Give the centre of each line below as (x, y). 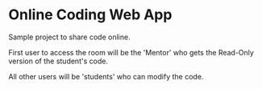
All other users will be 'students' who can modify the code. (106, 76)
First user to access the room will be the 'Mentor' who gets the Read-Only (131, 52)
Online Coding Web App (90, 15)
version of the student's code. (58, 61)
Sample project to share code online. (69, 37)
